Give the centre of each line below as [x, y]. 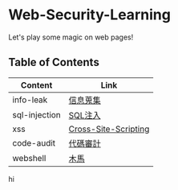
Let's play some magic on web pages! [71, 37]
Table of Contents [54, 62]
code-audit [34, 142]
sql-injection [37, 114]
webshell [29, 158]
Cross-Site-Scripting [109, 129]
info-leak [30, 100]
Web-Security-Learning [89, 15]
